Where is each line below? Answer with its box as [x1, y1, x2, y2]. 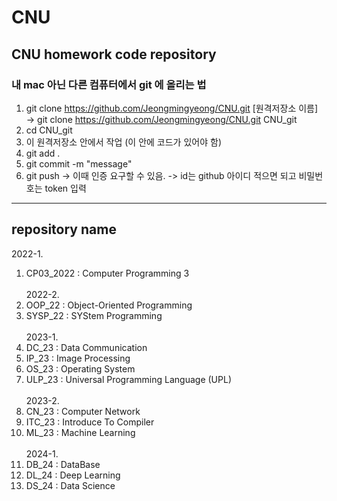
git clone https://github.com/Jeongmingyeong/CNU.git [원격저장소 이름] [25, 102, 319, 114]
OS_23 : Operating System [25, 362, 136, 375]
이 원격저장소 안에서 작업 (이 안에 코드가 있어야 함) [25, 136, 222, 148]
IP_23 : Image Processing [25, 352, 131, 364]
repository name [11, 221, 117, 238]
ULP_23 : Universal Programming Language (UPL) [25, 373, 232, 385]
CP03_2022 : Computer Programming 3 [25, 267, 190, 279]
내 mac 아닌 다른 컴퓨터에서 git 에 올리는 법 [11, 77, 207, 91]
